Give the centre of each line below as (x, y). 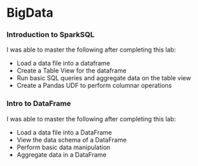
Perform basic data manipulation (63, 147)
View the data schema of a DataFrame (71, 139)
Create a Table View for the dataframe (71, 70)
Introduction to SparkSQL (51, 35)
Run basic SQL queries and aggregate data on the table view (104, 78)
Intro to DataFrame (39, 104)
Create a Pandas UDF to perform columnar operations (94, 86)
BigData (30, 13)
